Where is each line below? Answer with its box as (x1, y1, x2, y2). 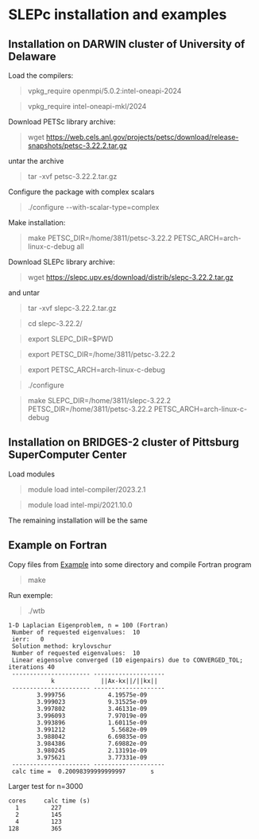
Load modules (8, 469, 56, 479)
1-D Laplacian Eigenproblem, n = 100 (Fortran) (8, 621, 169, 629)
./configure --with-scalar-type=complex (27, 203, 160, 212)
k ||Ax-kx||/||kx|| (50, 677, 158, 685)
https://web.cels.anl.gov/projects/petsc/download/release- (46, 133, 239, 142)
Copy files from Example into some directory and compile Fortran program (8, 559, 252, 569)
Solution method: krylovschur (11, 642, 112, 650)
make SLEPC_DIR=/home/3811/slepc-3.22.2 (27, 396, 172, 405)
